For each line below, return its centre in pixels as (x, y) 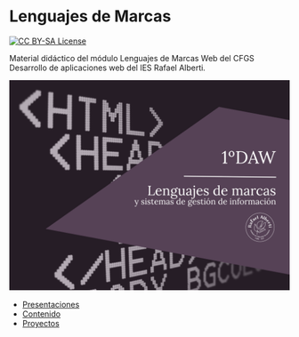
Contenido (41, 314)
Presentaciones (51, 304)
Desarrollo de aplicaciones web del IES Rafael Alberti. (108, 68)
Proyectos (40, 323)
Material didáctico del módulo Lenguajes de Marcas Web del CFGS (132, 58)
